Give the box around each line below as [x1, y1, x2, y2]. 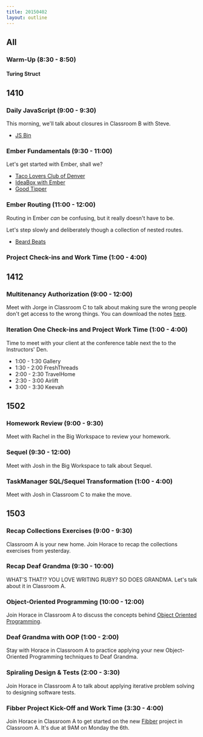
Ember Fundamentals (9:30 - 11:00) [6, 147, 113, 156]
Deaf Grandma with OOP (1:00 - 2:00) [6, 633, 119, 642]
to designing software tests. [6, 688, 76, 696]
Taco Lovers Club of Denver [15, 173, 85, 180]
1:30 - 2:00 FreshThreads [15, 364, 79, 371]
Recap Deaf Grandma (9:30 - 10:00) [6, 562, 114, 571]
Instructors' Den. [6, 346, 48, 353]
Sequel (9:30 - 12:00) [6, 448, 71, 456]
